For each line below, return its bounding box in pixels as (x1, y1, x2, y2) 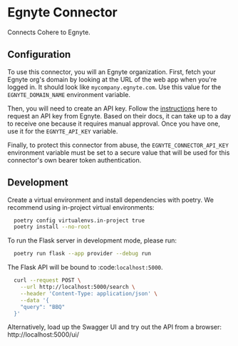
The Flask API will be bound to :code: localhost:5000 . (7, 263, 163, 272)
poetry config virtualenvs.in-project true (14, 217, 145, 224)
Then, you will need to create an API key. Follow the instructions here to (7, 104, 217, 113)
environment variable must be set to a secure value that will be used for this (7, 148, 230, 157)
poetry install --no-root (14, 223, 91, 230)
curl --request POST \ (14, 277, 81, 284)
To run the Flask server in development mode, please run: (7, 236, 177, 245)
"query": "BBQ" (20, 303, 66, 310)
